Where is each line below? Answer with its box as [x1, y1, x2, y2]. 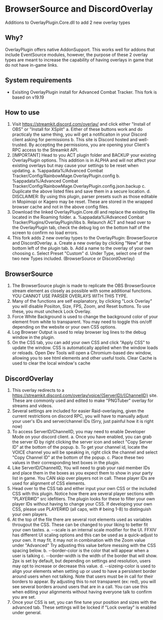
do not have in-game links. [5, 62, 58, 68]
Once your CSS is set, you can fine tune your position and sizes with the [12, 600, 157, 605]
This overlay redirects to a [12, 387, 65, 393]
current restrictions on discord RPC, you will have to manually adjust [12, 413, 149, 419]
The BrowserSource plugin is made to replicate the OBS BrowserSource [12, 283, 156, 289]
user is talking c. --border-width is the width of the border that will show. [12, 553, 158, 558]
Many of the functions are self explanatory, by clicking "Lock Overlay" [12, 298, 152, 304]
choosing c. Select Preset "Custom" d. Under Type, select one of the [12, 251, 150, 256]
